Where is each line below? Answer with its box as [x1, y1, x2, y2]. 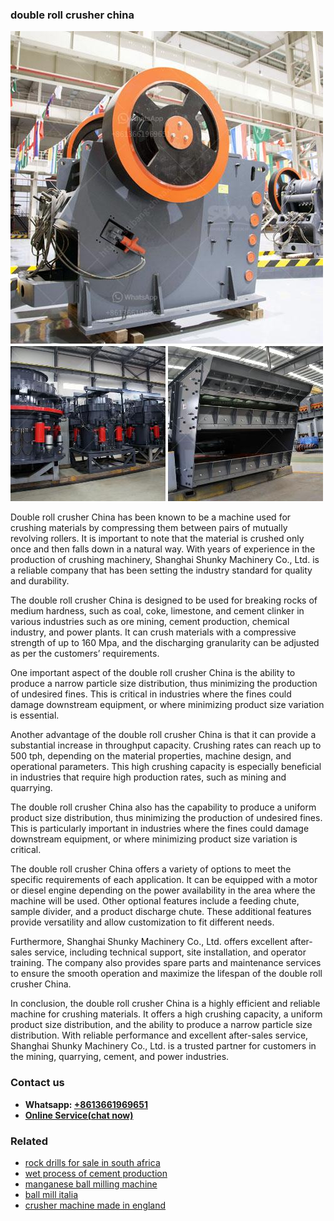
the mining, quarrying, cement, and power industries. [10, 1051, 230, 1063]
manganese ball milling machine [24, 1178, 158, 1190]
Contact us [10, 1076, 65, 1090]
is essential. [10, 709, 60, 722]
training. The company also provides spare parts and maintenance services [10, 957, 322, 969]
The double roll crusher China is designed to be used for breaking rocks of [10, 594, 318, 607]
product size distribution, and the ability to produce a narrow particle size [10, 1019, 313, 1031]
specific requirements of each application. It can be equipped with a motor [10, 874, 318, 886]
